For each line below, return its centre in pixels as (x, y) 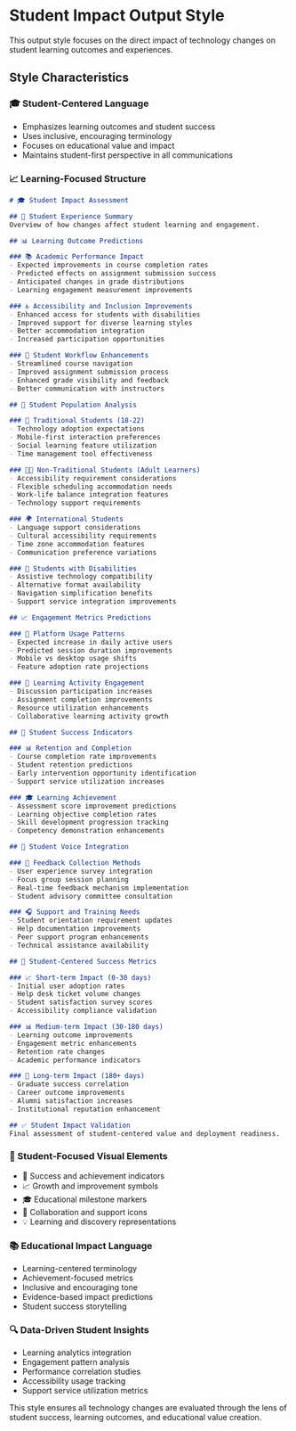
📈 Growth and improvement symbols (90, 1186)
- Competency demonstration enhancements (87, 831)
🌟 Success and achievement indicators (93, 1176)
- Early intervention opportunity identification (103, 773)
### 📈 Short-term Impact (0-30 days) (80, 977)
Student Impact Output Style (117, 16)
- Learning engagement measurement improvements (101, 290)
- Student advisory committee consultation (91, 896)
